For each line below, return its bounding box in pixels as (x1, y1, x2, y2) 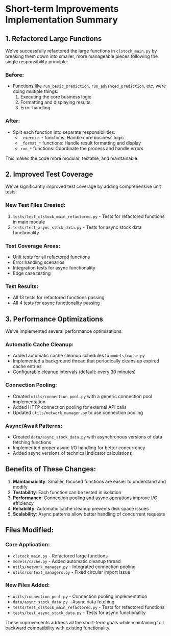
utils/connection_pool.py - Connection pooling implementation (12, 593, 148, 599)
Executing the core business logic (20, 94, 92, 100)
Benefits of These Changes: (5, 465, 96, 474)
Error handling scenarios (12, 259, 65, 265)
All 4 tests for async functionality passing (12, 300, 100, 306)
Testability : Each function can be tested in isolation (12, 489, 121, 495)
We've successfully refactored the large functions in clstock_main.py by (5, 48, 157, 54)
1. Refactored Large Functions (5, 34, 102, 43)
